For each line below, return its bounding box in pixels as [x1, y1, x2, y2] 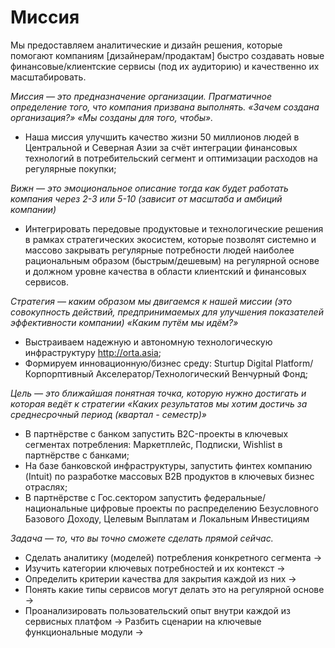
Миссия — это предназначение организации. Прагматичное [10, 90, 273, 102]
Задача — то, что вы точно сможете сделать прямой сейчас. [10, 532, 274, 544]
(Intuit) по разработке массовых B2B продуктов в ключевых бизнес [24, 470, 315, 482]
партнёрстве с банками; [24, 449, 130, 461]
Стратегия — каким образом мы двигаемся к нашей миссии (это [10, 295, 293, 307]
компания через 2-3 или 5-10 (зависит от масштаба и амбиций [10, 192, 283, 205]
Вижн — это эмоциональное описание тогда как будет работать [10, 182, 289, 194]
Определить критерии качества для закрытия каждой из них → [24, 572, 297, 585]
